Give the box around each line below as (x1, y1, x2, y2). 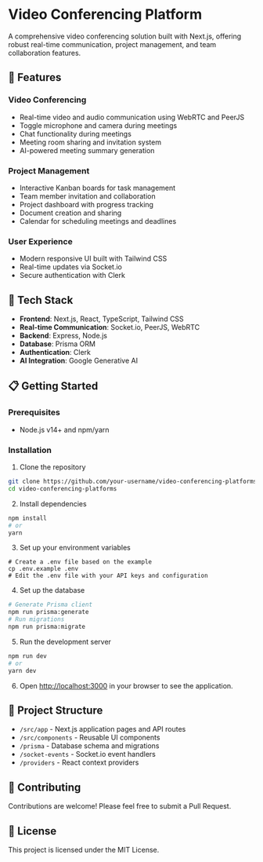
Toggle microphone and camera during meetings (19, 120, 178, 130)
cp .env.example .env (8, 565, 79, 573)
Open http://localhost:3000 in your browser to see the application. (19, 681, 233, 690)
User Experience (8, 236, 73, 247)
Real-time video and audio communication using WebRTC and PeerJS (19, 112, 245, 122)
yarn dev (8, 667, 37, 674)
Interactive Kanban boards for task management (19, 183, 176, 192)
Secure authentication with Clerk (19, 271, 125, 280)
